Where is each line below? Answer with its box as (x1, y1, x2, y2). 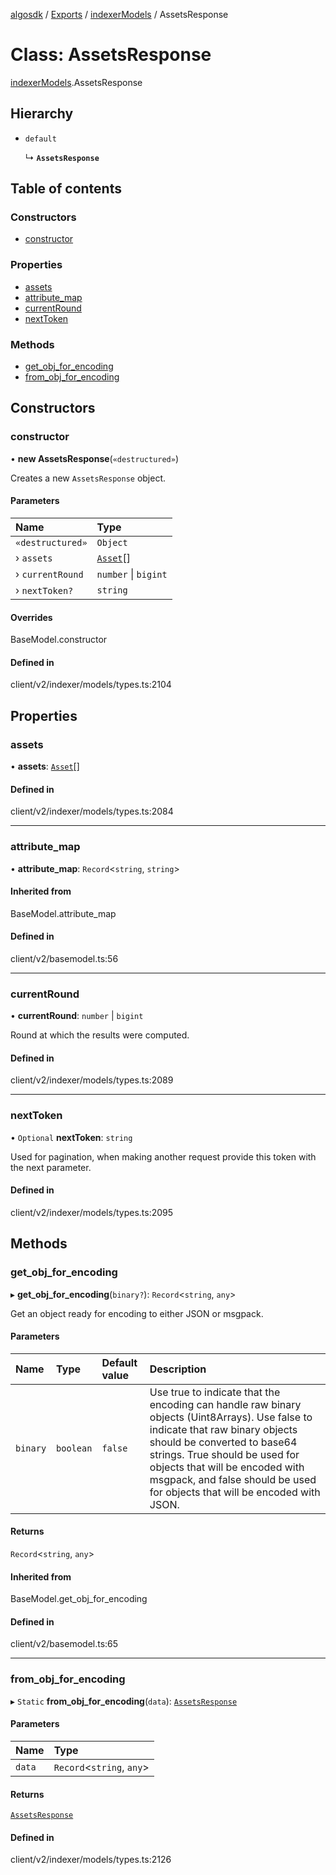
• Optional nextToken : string (10, 1131, 133, 1143)
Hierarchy (10, 105, 74, 123)
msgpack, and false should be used (149, 1472, 317, 1486)
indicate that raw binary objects (149, 1422, 298, 1436)
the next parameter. (10, 1161, 92, 1173)
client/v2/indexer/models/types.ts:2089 (10, 1074, 174, 1086)
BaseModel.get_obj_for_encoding (10, 1593, 148, 1605)
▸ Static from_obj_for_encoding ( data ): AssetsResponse (10, 1695, 238, 1707)
